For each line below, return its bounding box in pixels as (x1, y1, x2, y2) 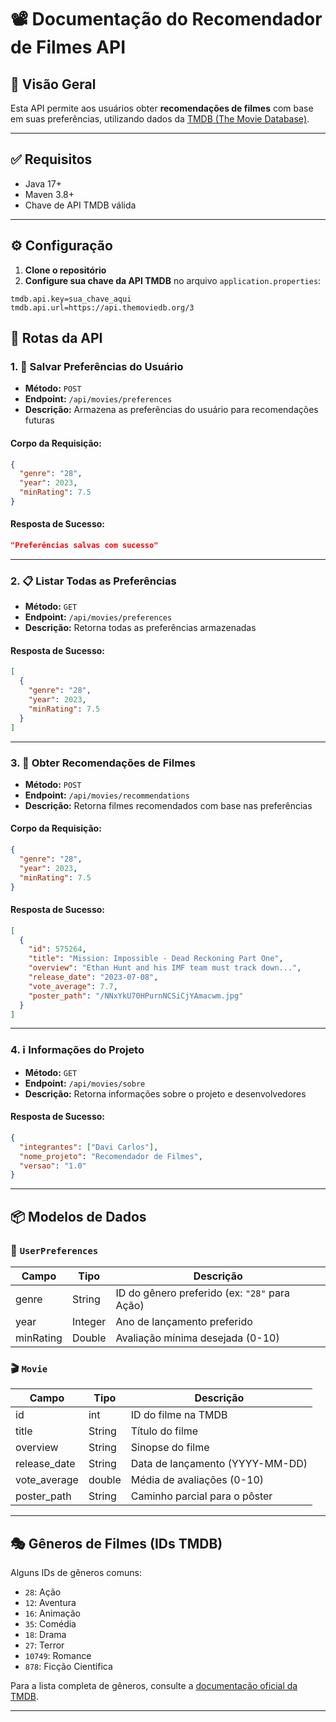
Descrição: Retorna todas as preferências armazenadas (24, 622, 257, 634)
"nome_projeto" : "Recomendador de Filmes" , (19, 1151, 203, 1161)
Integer (71, 1314, 107, 1328)
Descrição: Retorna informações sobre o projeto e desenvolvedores (24, 1087, 307, 1100)
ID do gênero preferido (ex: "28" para (115, 1286, 290, 1300)
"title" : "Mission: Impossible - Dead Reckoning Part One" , (28, 954, 284, 964)
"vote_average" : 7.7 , (28, 981, 118, 991)
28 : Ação (24, 1586, 62, 1598)
